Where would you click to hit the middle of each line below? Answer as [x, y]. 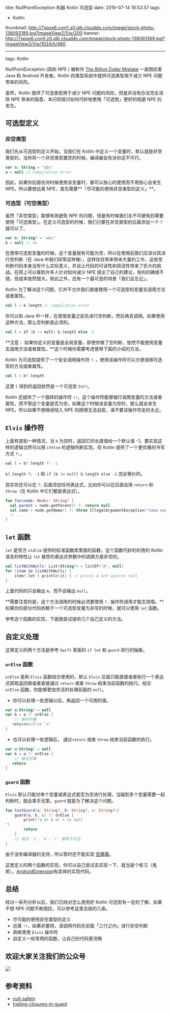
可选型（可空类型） [29, 204]
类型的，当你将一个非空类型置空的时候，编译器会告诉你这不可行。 [74, 158]
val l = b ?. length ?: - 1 [32, 463]
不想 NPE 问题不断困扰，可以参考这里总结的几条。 [58, 909]
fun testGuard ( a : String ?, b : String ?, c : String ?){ [62, 810]
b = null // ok [21, 243]
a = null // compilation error [38, 172]
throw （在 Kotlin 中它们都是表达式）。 [44, 491]
